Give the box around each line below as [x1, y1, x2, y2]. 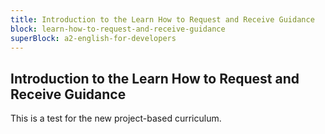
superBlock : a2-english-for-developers [10, 33, 177, 43]
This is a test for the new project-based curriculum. [10, 112, 222, 125]
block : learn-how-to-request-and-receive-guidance [10, 24, 226, 34]
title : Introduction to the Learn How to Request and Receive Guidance [10, 14, 315, 25]
